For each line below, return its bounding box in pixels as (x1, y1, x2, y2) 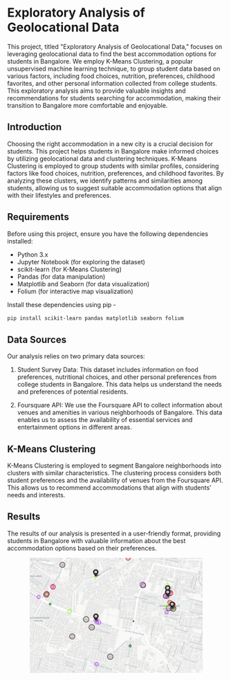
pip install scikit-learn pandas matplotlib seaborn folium (7, 315, 185, 322)
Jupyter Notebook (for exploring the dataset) (17, 257, 145, 266)
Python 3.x (17, 250, 48, 259)
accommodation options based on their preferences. (7, 544, 157, 552)
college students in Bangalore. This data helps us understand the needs (17, 380, 223, 389)
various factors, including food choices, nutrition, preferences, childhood (7, 71, 215, 80)
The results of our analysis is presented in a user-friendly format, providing (7, 529, 221, 537)
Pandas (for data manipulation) (17, 272, 106, 281)
